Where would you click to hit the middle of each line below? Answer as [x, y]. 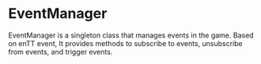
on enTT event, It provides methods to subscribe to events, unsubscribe [125, 43]
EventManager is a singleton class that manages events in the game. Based [131, 35]
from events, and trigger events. [61, 52]
